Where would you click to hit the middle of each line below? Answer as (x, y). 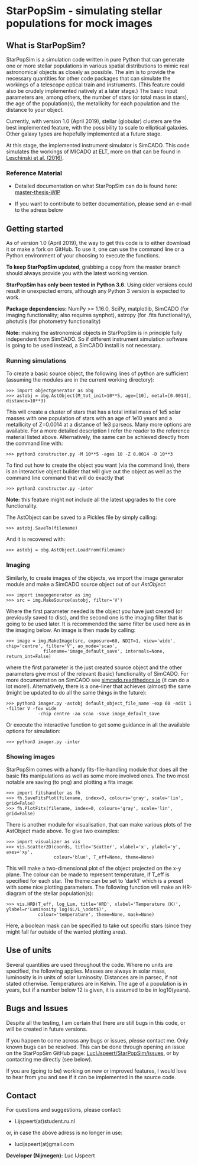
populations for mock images (79, 23)
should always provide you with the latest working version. (77, 273)
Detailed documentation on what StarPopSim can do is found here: (96, 186)
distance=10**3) (26, 401)
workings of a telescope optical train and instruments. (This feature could (95, 85)
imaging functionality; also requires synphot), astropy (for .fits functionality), (99, 315)
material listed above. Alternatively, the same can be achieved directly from (98, 437)
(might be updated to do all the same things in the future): (76, 692)
